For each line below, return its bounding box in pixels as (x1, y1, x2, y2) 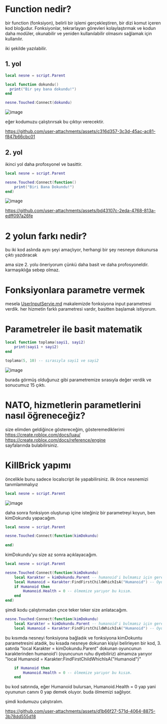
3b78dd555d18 (5, 714, 36, 720)
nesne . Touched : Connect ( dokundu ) (5, 100, 72, 105)
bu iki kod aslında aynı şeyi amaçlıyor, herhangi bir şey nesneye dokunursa (5, 247, 158, 253)
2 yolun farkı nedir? (5, 230, 87, 241)
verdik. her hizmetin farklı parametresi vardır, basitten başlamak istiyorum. (5, 306, 157, 312)
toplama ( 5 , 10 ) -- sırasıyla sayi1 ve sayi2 (5, 358, 99, 363)
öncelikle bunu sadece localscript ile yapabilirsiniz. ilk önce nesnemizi (5, 476, 149, 482)
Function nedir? (5, 3, 72, 15)
